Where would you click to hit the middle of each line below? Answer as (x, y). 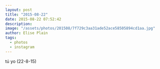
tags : (11, 38)
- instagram (22, 47)
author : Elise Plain (27, 33)
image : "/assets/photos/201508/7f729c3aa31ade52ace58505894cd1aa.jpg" (80, 28)
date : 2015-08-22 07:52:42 (33, 19)
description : (19, 24)
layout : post (19, 10)
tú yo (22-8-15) (21, 61)
